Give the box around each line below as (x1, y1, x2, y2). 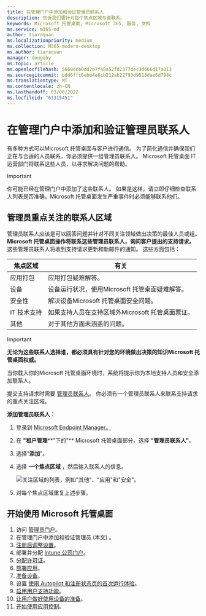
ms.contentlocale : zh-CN (7, 84, 71, 90)
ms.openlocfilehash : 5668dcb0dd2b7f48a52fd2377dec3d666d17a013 (7, 66, 172, 73)
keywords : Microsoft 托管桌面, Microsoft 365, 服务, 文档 (7, 20, 151, 26)
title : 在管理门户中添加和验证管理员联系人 (7, 9, 104, 15)
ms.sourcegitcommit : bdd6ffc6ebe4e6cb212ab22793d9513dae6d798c (7, 72, 172, 78)
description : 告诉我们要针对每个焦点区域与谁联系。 (7, 15, 125, 21)
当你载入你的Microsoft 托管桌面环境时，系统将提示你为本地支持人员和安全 (7, 369, 194, 376)
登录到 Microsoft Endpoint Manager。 (15, 424, 112, 431)
